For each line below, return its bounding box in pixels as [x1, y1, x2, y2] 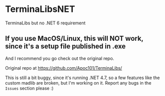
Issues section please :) [5, 85, 54, 91]
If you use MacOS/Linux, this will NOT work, [5, 34, 144, 43]
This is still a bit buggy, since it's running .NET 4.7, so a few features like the [5, 75, 160, 81]
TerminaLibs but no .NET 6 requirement [5, 20, 86, 26]
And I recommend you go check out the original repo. [5, 55, 114, 61]
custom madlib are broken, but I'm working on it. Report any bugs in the [5, 80, 152, 86]
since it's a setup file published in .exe [5, 42, 126, 51]
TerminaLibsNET [5, 3, 75, 15]
